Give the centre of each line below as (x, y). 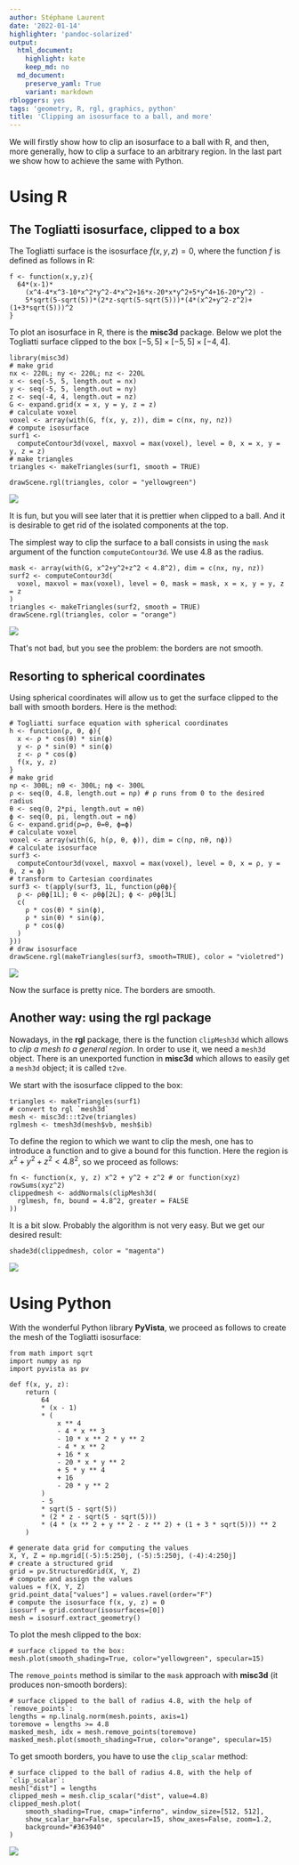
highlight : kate (56, 59)
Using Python (61, 1303)
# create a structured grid (61, 1564)
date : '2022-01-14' (45, 26)
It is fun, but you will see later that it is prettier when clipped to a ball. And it (147, 516)
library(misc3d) (39, 358)
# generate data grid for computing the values (99, 1548)
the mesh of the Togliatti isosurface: (75, 1337)
